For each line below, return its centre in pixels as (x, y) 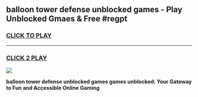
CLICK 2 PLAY (27, 58)
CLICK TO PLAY (29, 36)
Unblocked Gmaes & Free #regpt (67, 19)
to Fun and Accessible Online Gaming (53, 88)
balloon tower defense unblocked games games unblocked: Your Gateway (99, 81)
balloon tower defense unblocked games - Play (94, 10)
